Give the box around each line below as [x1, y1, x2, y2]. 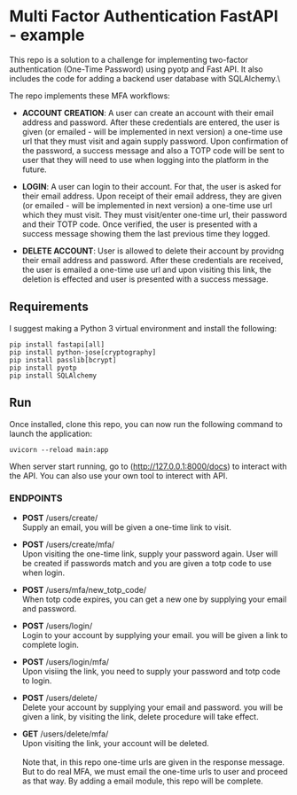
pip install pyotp [9, 363, 77, 372]
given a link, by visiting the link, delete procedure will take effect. [21, 711, 259, 721]
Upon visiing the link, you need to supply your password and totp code [21, 666, 281, 676]
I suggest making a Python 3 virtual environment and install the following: [9, 323, 277, 333]
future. [21, 164, 47, 175]
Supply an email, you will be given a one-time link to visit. [21, 521, 232, 533]
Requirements [9, 300, 89, 315]
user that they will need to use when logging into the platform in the [21, 154, 270, 165]
